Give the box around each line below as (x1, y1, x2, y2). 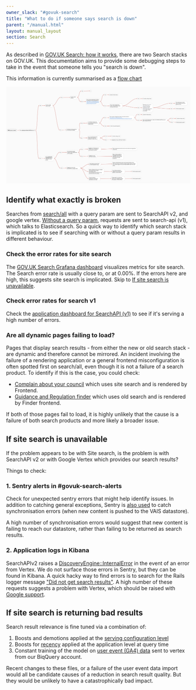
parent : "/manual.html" (6, 22, 64, 28)
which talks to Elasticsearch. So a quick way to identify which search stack (6, 223, 187, 230)
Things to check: (6, 467, 47, 474)
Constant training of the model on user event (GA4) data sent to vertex (14, 647, 185, 654)
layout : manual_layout (6, 28, 61, 34)
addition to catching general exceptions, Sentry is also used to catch (6, 501, 171, 509)
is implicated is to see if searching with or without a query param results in (6, 229, 185, 236)
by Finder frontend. (14, 399, 61, 406)
